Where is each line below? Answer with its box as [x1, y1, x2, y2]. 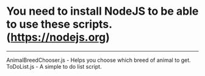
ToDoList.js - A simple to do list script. [6, 63, 102, 70]
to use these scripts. [6, 17, 112, 31]
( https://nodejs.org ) [6, 31, 110, 44]
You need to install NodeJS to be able [6, 4, 199, 18]
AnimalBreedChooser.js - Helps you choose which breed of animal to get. [6, 56, 191, 64]
